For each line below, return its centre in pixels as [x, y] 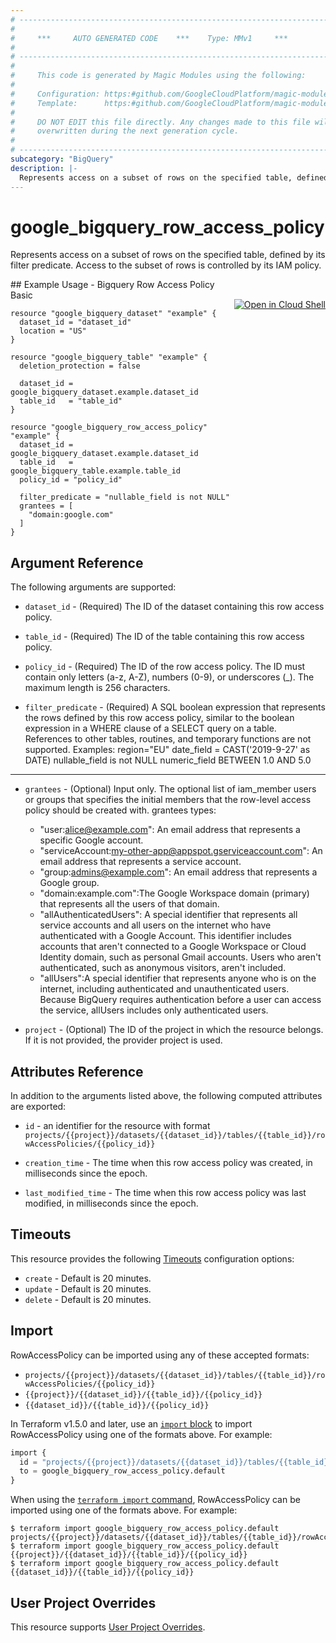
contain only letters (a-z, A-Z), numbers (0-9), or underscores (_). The [169, 677]
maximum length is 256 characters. [97, 688]
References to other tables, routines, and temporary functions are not [168, 739]
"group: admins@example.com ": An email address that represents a [178, 872]
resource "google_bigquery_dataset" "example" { [113, 314]
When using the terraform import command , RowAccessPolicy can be [155, 1500]
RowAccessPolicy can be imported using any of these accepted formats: [160, 1355]
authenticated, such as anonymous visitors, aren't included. [163, 968]
